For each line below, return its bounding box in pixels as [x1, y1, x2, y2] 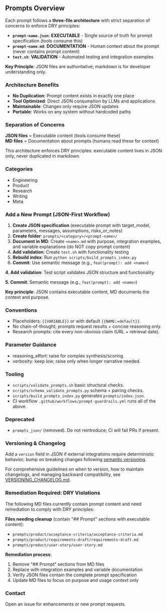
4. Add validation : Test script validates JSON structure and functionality [5, 270, 154, 275]
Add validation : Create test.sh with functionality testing [12, 249, 129, 255]
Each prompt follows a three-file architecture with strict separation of [5, 17, 150, 23]
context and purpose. [5, 294, 50, 300]
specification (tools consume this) [12, 38, 83, 44]
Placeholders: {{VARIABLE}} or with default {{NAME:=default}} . [12, 318, 141, 324]
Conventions [5, 306, 38, 313]
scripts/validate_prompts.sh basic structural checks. [12, 382, 124, 388]
